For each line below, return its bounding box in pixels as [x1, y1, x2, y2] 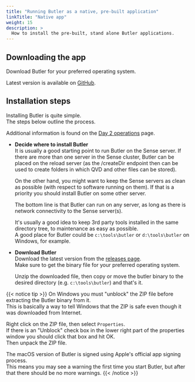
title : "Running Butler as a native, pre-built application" [6, 8, 159, 15]
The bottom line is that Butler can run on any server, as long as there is [14, 201, 186, 208]
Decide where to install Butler [14, 140, 89, 148]
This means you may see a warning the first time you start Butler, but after [6, 363, 186, 370]
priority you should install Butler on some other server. [14, 189, 147, 197]
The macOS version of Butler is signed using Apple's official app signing [6, 350, 181, 357]
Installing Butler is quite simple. [6, 112, 82, 119]
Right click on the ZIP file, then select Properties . [6, 320, 125, 327]
